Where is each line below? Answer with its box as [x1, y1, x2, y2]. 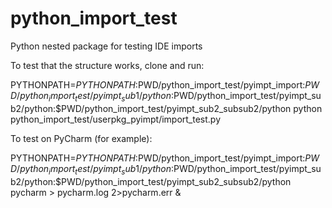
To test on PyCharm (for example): [10, 132, 153, 144]
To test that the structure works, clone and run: [10, 59, 205, 71]
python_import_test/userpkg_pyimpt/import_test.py [10, 113, 222, 125]
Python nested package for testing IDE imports [10, 40, 203, 52]
